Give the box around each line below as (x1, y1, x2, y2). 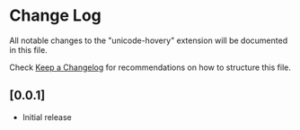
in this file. (9, 44, 48, 55)
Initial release (22, 111, 72, 122)
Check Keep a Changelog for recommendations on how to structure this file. (9, 62, 292, 73)
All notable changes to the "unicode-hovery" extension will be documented (9, 35, 288, 46)
